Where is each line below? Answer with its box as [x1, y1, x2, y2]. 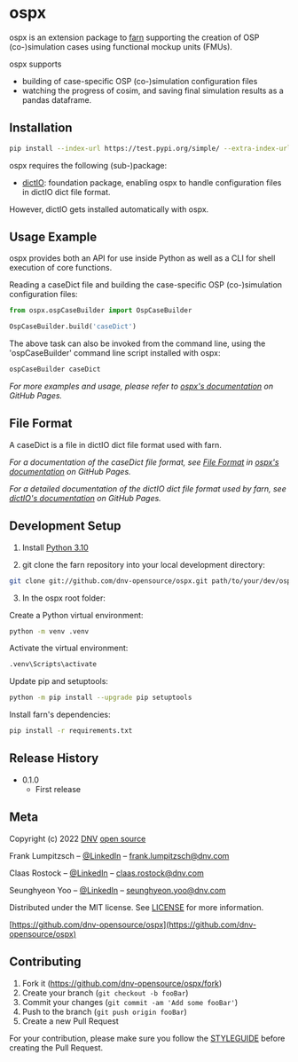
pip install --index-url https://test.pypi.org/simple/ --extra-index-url [9, 144, 292, 153]
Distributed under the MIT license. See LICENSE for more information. [9, 901, 264, 912]
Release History [9, 751, 99, 766]
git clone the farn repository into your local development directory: [21, 559, 266, 570]
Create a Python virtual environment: [9, 610, 144, 620]
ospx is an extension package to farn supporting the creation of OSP [9, 32, 260, 43]
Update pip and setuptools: [9, 676, 109, 687]
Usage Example [9, 230, 98, 245]
